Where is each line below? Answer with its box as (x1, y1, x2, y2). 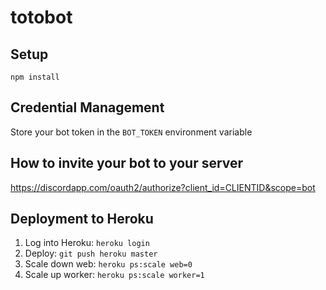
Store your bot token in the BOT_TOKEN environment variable (10, 126, 253, 138)
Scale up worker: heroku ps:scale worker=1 (24, 269, 205, 281)
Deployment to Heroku (10, 211, 154, 228)
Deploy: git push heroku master (24, 247, 158, 260)
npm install (10, 72, 60, 82)
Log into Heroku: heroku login (24, 237, 150, 249)
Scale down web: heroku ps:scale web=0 (24, 258, 193, 270)
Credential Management (10, 99, 165, 116)
